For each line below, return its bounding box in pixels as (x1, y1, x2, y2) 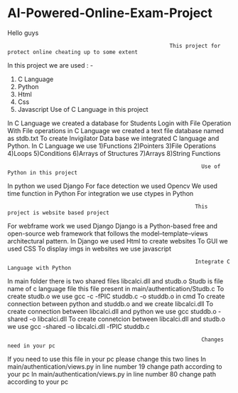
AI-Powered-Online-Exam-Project (7, 5, 213, 21)
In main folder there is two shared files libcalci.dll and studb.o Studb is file (7, 276, 224, 285)
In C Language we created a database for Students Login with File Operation (7, 119, 232, 127)
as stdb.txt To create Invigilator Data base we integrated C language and (7, 134, 220, 142)
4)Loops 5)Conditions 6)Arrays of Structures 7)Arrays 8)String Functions (7, 149, 221, 157)
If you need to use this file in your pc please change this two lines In (7, 355, 207, 363)
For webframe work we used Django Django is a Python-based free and (7, 221, 218, 230)
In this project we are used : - (7, 61, 94, 69)
